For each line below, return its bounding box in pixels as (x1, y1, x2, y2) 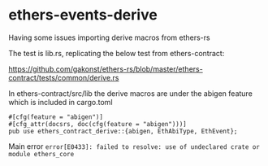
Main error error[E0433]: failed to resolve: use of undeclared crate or (8, 141, 260, 151)
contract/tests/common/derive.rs (8, 72, 119, 82)
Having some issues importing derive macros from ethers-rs (8, 33, 210, 42)
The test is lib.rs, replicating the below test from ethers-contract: (8, 48, 225, 58)
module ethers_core (8, 150, 75, 158)
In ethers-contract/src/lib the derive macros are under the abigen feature (8, 88, 253, 98)
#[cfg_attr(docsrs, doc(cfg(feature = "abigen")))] (8, 120, 187, 128)
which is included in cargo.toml (8, 97, 113, 107)
